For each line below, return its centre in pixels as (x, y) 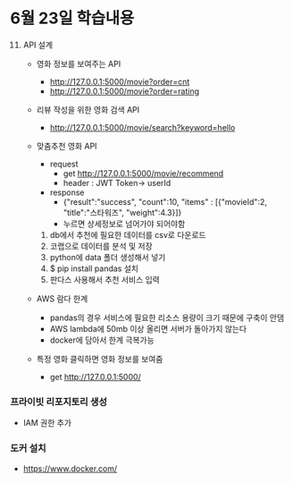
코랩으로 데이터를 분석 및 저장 (101, 246)
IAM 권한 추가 (47, 423)
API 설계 (38, 45)
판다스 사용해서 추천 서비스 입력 (105, 279)
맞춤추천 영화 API (67, 146)
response (67, 192)
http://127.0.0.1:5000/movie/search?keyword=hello (142, 127)
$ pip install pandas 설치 (94, 268)
